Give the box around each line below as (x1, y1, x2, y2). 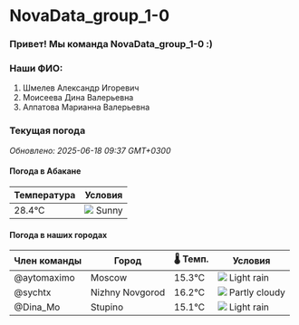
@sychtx (14, 286, 52, 299)
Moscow (90, 272, 128, 284)
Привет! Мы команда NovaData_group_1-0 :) (9, 38, 213, 51)
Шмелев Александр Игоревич (22, 82, 140, 93)
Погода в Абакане (9, 166, 82, 177)
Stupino (90, 301, 124, 313)
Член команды (14, 254, 82, 267)
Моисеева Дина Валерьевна (22, 92, 134, 103)
